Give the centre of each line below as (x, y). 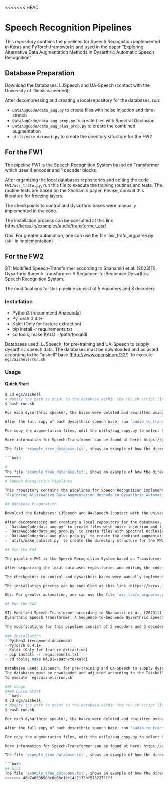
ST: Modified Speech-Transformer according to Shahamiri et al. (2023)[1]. (81, 268)
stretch (20, 115)
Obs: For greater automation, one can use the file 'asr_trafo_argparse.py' (80, 235)
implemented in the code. (31, 211)
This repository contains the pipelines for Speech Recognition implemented (83, 41)
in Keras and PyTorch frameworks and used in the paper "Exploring (74, 47)
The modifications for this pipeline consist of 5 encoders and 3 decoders (80, 289)
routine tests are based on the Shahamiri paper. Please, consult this (75, 190)
